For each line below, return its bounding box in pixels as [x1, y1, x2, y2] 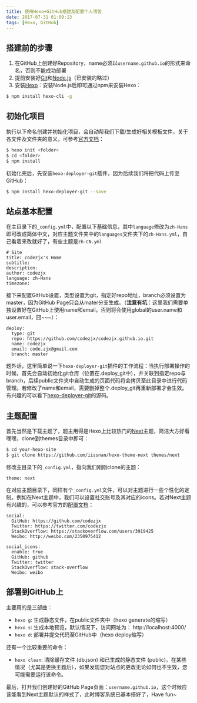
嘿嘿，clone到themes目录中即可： [6, 435, 89, 442]
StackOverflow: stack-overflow [11, 564, 88, 570]
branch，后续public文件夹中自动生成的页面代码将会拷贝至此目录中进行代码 [6, 377, 188, 384]
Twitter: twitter [11, 559, 54, 565]
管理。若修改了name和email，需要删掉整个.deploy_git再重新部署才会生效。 [6, 384, 188, 392]
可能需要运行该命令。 [14, 671, 66, 678]
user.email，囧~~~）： [6, 313, 60, 321]
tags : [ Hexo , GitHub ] [6, 19, 59, 25]
